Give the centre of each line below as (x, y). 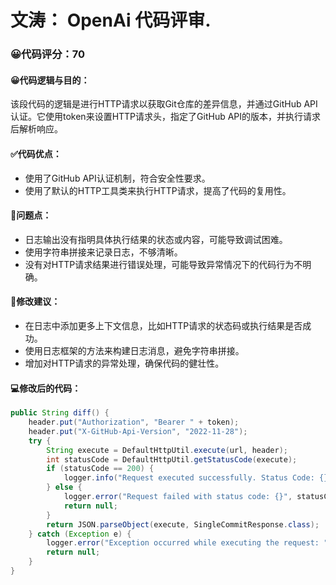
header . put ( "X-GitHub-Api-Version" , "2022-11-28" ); (138, 431)
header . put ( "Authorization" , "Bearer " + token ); (134, 422)
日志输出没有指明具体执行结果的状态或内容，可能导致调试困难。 (156, 239)
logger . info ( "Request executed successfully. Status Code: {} (196, 478)
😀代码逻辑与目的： (50, 80)
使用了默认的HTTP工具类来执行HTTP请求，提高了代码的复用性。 (158, 190)
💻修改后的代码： (46, 388)
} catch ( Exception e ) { (80, 534)
